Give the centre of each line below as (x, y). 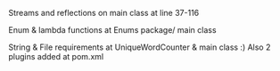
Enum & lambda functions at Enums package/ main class (112, 30)
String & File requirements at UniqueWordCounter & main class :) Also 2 (140, 47)
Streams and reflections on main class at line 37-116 (104, 13)
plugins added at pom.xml (56, 56)
